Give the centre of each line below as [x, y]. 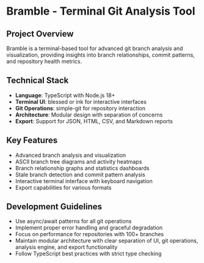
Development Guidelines [54, 207]
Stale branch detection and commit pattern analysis [80, 175]
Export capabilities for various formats [63, 187]
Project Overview [40, 34]
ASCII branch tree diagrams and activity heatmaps [78, 161]
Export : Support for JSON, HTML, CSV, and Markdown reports [94, 121]
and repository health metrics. [44, 61]
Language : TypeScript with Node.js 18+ [65, 95]
